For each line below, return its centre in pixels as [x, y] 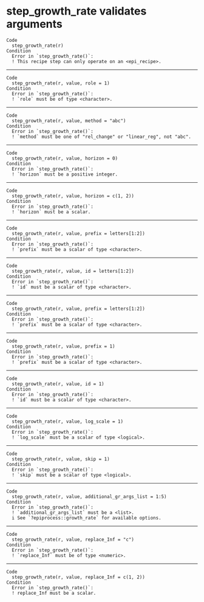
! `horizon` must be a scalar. [51, 212]
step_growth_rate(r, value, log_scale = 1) [67, 421]
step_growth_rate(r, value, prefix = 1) [63, 346]
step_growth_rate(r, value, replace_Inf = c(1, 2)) [79, 577]
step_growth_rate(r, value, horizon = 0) [65, 158]
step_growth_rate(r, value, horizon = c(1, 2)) [73, 196]
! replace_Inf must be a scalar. [54, 593]
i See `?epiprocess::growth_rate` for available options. [87, 518]
